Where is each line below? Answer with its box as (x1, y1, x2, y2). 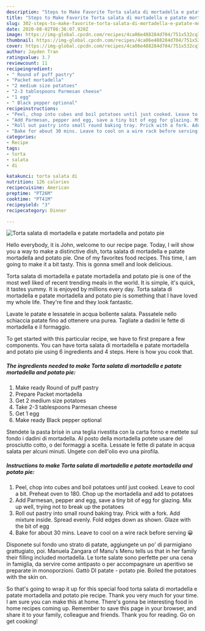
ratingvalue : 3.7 (6, 54, 51, 60)
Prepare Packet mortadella (15, 390, 82, 398)
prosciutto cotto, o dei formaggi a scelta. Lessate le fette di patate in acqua (6, 441, 195, 449)
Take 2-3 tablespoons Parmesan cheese (15, 404, 117, 411)
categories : (6, 134, 37, 140)
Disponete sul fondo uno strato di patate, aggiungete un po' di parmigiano (6, 541, 192, 549)
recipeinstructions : (6, 105, 59, 112)
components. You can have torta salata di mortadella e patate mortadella (6, 341, 189, 349)
